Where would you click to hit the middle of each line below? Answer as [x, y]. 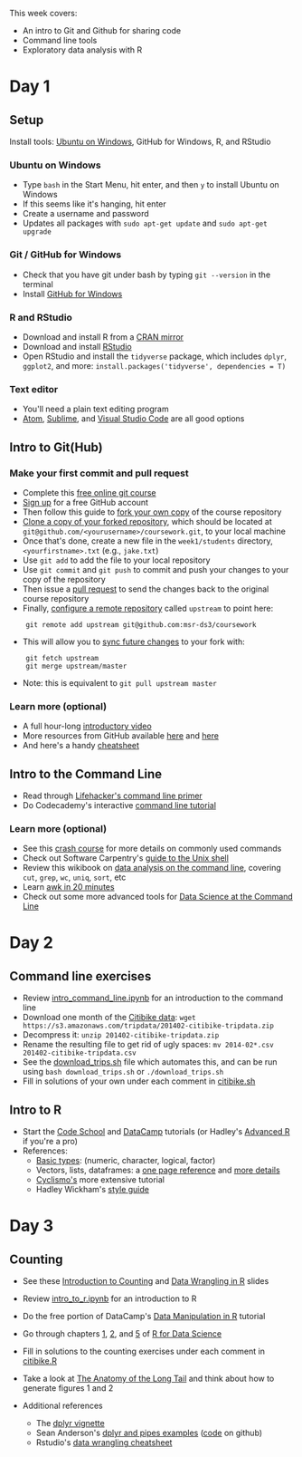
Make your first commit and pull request [99, 473]
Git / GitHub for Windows [66, 255]
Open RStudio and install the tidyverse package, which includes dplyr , [155, 356]
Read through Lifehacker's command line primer [113, 796]
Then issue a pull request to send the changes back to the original [146, 589]
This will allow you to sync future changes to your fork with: [134, 642]
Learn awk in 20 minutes [68, 887]
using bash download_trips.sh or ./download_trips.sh [123, 1072]
